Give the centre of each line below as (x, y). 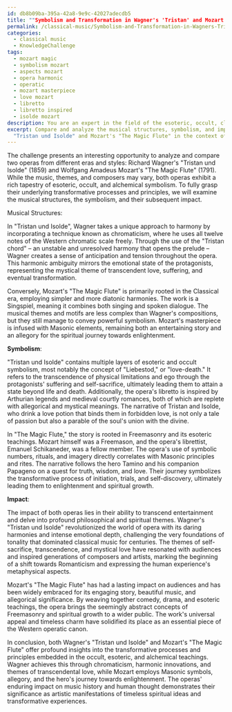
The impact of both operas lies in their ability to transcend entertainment (110, 513)
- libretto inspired (43, 110)
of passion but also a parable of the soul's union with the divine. (98, 421)
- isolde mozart (37, 116)
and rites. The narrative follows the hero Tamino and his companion (103, 464)
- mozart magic (35, 59)
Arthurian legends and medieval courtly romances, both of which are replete (116, 399)
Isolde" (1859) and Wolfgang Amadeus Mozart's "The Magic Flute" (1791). (112, 170)
